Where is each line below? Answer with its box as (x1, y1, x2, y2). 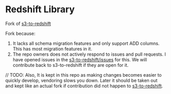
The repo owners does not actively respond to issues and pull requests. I (12, 51, 166, 57)
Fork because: (5, 30, 36, 36)
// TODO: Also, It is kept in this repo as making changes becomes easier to (5, 72, 162, 78)
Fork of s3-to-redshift (5, 20, 51, 27)
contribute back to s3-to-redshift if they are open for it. (12, 62, 129, 68)
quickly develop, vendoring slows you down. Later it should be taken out (5, 77, 158, 83)
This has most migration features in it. (12, 45, 92, 52)
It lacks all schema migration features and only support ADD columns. (12, 40, 160, 46)
